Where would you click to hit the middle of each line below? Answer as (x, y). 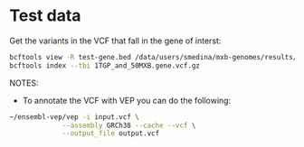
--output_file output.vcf (111, 133)
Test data (45, 16)
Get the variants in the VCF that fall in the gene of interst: (115, 41)
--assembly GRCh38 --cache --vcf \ (129, 125)
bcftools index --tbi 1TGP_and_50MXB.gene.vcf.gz (105, 65)
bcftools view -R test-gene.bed (70, 57)
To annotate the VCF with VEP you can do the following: (127, 100)
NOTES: (24, 83)
